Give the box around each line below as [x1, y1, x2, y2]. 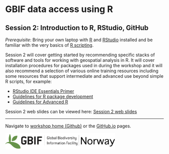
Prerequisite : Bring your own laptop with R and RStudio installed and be [5, 37, 153, 43]
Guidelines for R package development [12, 94, 94, 99]
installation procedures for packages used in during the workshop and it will [5, 63, 162, 68]
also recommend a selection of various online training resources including [5, 68, 158, 74]
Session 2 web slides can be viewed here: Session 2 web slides [5, 109, 137, 114]
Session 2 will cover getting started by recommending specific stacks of [5, 52, 155, 58]
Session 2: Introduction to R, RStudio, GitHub [5, 24, 149, 32]
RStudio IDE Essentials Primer [12, 88, 74, 94]
